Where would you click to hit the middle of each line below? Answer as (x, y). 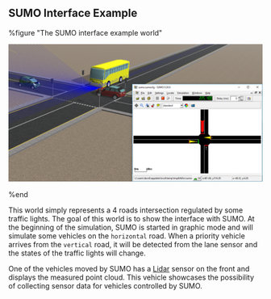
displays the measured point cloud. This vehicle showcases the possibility (131, 277)
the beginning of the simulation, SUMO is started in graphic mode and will (131, 227)
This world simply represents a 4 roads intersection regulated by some (126, 210)
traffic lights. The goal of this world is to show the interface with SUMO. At (132, 218)
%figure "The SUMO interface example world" (85, 32)
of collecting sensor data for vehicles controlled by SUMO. (106, 285)
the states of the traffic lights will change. (77, 253)
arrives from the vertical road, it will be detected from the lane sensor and (133, 244)
